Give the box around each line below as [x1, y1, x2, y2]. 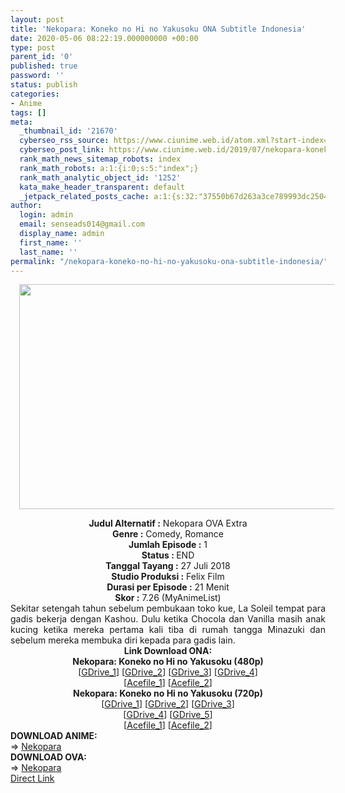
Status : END [141, 549, 195, 561]
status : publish [10, 80, 78, 90]
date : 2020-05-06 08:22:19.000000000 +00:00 [10, 33, 199, 43]
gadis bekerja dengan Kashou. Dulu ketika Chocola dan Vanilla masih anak [10, 613, 326, 625]
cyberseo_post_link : [19, 145, 105, 155]
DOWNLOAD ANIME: [10, 730, 98, 742]
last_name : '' [19, 247, 78, 257]
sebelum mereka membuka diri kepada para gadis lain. [10, 634, 236, 646]
